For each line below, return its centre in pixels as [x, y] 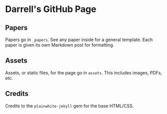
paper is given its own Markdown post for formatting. [60, 45]
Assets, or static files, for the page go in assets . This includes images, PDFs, [84, 72]
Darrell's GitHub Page [51, 9]
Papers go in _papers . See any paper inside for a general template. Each [79, 39]
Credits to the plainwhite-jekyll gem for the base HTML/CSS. [70, 105]
